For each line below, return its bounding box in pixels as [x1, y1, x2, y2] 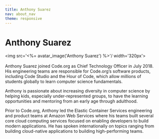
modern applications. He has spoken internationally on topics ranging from [5, 123, 154, 129]
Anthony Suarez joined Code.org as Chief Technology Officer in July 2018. [5, 63, 154, 69]
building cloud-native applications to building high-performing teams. [5, 128, 144, 134]
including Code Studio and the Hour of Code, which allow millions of [5, 74, 142, 79]
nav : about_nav [5, 12, 36, 16]
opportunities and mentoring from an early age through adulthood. [5, 98, 138, 104]
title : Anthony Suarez [5, 7, 51, 12]
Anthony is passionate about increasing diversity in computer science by [5, 88, 150, 94]
